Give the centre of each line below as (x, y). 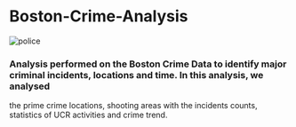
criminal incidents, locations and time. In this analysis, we (136, 75)
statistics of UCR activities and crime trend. (88, 115)
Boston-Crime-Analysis (99, 16)
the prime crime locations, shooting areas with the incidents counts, (133, 106)
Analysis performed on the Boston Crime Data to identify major (148, 64)
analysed (30, 86)
